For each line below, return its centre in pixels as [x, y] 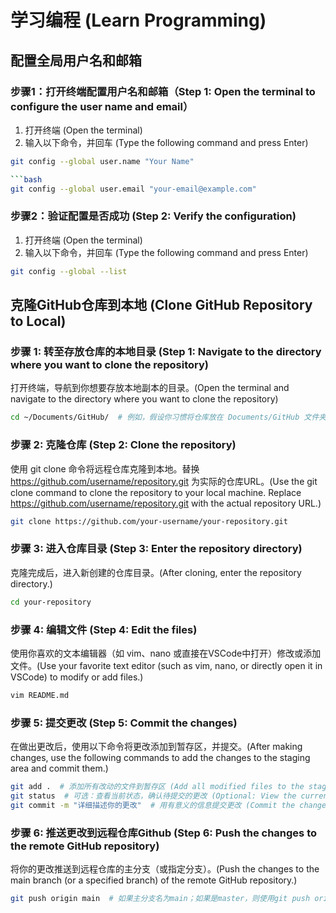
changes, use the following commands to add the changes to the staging [160, 758]
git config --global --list [69, 271]
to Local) [38, 321]
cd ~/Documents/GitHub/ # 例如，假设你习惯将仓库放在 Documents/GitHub [155, 417]
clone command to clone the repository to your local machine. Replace [156, 492]
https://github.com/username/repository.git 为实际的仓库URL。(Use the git [164, 481]
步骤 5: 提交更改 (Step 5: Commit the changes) [124, 723]
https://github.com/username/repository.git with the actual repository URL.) [166, 503]
